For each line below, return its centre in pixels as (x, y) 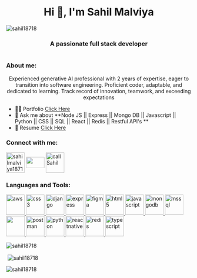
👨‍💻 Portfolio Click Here (42, 109)
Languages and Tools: (38, 185)
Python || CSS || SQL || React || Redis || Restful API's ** (81, 121)
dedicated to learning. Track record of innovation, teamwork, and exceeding (99, 91)
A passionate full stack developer (99, 44)
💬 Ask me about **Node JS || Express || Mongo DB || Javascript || (95, 115)
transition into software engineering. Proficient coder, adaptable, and (99, 84)
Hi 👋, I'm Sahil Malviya (99, 12)
